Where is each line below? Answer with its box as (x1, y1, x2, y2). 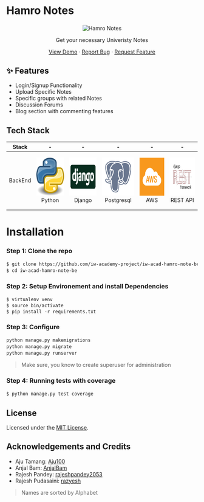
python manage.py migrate (6, 344, 72, 350)
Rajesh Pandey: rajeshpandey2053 (15, 470, 103, 478)
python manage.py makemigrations (6, 337, 91, 344)
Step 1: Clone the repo (6, 246, 73, 255)
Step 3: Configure (6, 322, 60, 331)
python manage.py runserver (6, 350, 78, 357)
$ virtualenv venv (6, 296, 53, 303)
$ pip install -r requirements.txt (6, 309, 97, 315)
